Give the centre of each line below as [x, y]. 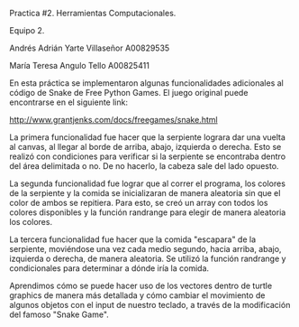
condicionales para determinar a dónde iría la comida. [109, 268]
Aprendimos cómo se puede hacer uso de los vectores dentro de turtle [141, 285]
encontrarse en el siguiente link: [69, 102]
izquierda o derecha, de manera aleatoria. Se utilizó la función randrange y [148, 258]
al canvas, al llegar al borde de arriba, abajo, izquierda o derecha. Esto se [145, 147]
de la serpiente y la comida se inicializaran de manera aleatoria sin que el [145, 193]
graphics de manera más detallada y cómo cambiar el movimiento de [137, 295]
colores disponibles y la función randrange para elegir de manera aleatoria [148, 212]
